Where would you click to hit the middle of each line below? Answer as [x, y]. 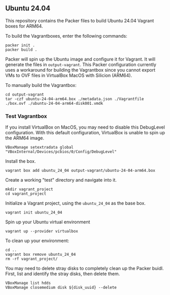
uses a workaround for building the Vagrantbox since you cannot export [80, 70]
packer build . [21, 50]
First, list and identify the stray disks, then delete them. [63, 274]
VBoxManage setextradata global [39, 147]
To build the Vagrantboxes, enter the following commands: [66, 36]
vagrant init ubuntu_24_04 [34, 213]
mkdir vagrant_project [29, 189]
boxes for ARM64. [24, 26]
